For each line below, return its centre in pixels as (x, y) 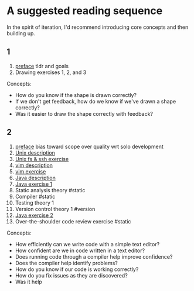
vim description (34, 165)
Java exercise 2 (34, 215)
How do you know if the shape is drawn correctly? (76, 95)
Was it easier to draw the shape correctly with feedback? (84, 113)
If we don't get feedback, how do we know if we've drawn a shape (96, 101)
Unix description (35, 153)
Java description (35, 178)
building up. (21, 33)
